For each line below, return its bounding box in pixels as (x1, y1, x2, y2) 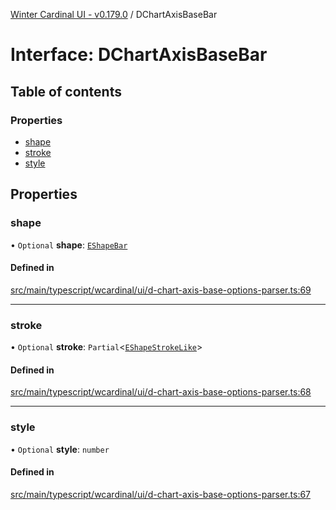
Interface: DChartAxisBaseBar (10, 44, 268, 66)
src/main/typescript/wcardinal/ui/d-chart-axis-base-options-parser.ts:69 (10, 284, 312, 296)
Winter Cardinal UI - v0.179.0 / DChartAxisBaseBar (10, 9, 218, 20)
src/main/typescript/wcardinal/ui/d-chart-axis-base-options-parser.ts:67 (10, 488, 312, 500)
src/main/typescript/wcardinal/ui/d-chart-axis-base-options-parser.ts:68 (10, 386, 312, 398)
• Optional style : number (10, 443, 110, 455)
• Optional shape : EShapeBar (10, 239, 128, 251)
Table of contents (10, 83, 122, 100)
